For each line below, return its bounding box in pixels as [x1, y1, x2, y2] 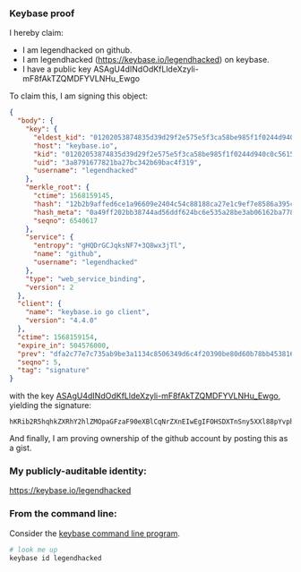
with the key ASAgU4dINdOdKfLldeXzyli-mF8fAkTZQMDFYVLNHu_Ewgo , [9, 390, 281, 401]
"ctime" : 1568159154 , [17, 332, 99, 342]
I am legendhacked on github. [21, 45, 133, 55]
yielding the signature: [9, 400, 92, 411]
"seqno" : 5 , [17, 357, 63, 367]
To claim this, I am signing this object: [9, 90, 149, 101]
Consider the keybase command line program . [9, 527, 181, 539]
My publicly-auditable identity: [9, 465, 148, 477]
